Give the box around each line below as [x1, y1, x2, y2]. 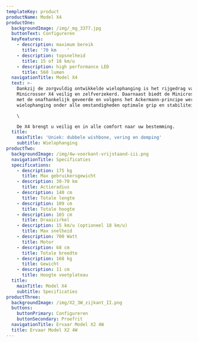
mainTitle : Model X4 [16, 283, 67, 289]
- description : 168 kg [16, 256, 72, 262]
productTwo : [6, 146, 35, 151]
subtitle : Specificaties [16, 288, 78, 295]
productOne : [6, 20, 35, 25]
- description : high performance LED [16, 63, 110, 70]
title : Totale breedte [21, 250, 78, 256]
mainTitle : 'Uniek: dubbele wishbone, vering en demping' [16, 134, 162, 141]
